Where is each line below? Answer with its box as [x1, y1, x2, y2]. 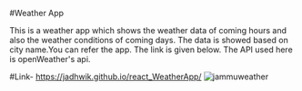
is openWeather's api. [9, 54, 91, 64]
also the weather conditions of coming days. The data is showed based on [9, 35, 288, 45]
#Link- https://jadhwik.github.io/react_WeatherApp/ [9, 71, 202, 82]
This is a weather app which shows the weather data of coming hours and [9, 25, 287, 35]
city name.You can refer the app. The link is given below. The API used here [9, 44, 293, 55]
